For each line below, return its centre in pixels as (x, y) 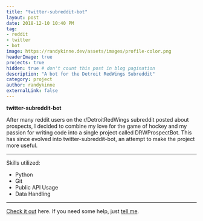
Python (24, 174)
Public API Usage (37, 187)
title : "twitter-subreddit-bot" (47, 12)
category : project (29, 79)
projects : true (25, 62)
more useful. (22, 145)
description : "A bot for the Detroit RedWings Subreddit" (81, 74)
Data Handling (33, 194)
